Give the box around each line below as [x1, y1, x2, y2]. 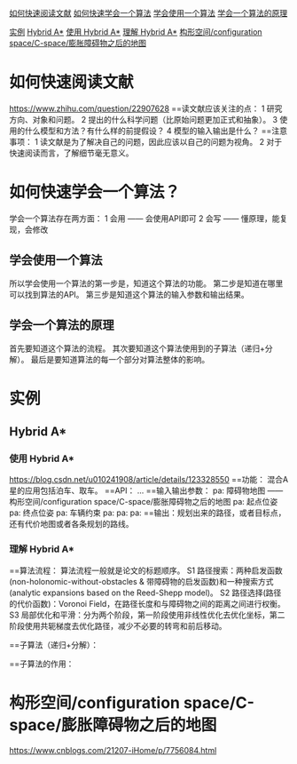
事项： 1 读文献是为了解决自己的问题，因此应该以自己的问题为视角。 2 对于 [9, 136, 282, 147]
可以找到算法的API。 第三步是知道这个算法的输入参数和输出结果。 [9, 289, 250, 299]
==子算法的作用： [9, 658, 74, 669]
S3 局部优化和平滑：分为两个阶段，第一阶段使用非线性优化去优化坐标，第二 [9, 609, 285, 620]
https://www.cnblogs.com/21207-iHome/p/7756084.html [9, 744, 217, 755]
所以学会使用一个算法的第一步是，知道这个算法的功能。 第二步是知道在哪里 [9, 278, 284, 289]
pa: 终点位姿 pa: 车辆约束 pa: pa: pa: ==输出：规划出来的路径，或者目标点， [9, 507, 286, 518]
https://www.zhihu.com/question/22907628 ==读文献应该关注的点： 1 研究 [9, 103, 283, 114]
